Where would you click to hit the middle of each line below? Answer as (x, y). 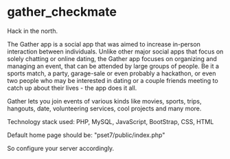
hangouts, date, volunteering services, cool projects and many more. (104, 108)
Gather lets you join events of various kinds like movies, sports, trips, (104, 101)
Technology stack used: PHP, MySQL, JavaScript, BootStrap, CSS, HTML (111, 121)
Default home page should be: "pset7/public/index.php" (86, 135)
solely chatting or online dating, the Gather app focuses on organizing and (112, 58)
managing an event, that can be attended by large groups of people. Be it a (113, 66)
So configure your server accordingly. (61, 148)
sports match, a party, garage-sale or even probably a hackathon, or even (112, 73)
